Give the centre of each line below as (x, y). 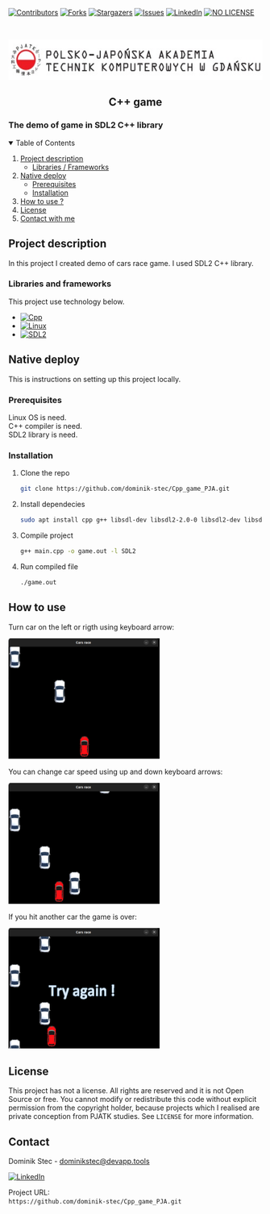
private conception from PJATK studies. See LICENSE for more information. (131, 1116)
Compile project (47, 535)
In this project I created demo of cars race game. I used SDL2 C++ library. (131, 263)
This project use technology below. (66, 301)
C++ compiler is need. (45, 426)
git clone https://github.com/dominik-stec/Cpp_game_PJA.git (125, 489)
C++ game (135, 102)
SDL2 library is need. (43, 434)
